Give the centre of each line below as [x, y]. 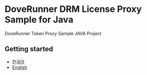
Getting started [29, 49]
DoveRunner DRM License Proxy [73, 9]
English [19, 67]
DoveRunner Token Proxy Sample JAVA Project [53, 33]
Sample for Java [39, 20]
